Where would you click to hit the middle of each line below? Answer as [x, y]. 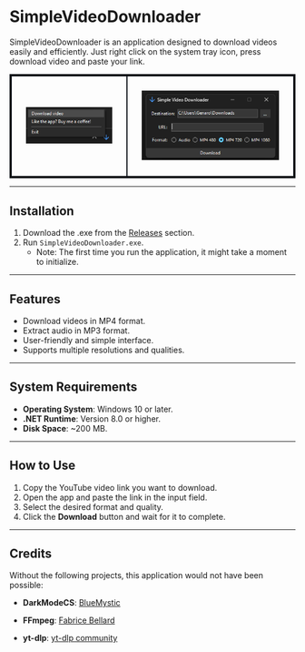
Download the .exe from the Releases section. [108, 233]
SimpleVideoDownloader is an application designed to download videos [143, 42]
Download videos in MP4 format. [84, 321]
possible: [26, 586]
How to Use [43, 466]
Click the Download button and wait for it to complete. [124, 516]
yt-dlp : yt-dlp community [70, 638]
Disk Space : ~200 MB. [65, 428]
